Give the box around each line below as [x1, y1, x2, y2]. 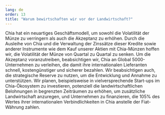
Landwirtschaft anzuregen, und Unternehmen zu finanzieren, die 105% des [5, 94, 160, 100]
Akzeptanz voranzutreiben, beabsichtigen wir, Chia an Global [5, 57, 131, 63]
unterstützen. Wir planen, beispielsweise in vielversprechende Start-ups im [5, 78, 160, 84]
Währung [5, 104, 24, 110]
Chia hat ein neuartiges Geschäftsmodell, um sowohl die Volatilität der [5, 30, 149, 36]
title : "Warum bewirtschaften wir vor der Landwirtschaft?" [5, 16, 133, 21]
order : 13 [5, 12, 26, 17]
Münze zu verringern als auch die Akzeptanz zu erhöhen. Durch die [5, 35, 145, 41]
